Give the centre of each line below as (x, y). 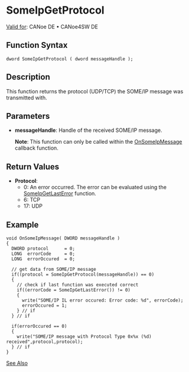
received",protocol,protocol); (45, 342)
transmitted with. (27, 98)
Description (28, 77)
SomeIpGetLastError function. (60, 193)
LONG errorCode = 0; (43, 254)
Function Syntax (37, 45)
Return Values (33, 166)
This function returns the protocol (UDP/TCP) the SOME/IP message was (95, 91)
